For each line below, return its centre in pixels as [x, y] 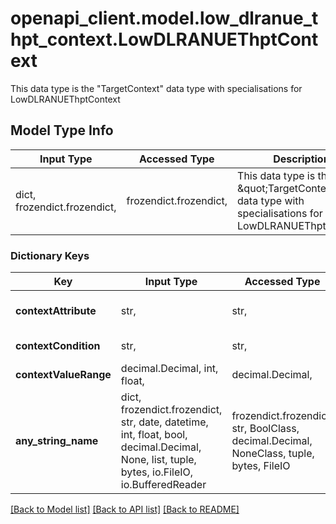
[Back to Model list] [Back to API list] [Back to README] [125, 509]
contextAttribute [56, 311]
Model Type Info [62, 130]
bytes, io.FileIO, [157, 472]
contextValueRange [63, 375]
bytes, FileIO [261, 466]
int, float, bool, [154, 435]
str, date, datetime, [164, 422]
